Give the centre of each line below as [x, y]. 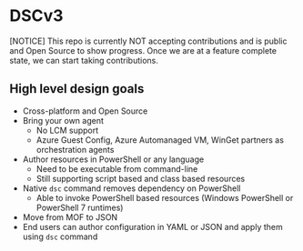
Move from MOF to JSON [70, 217]
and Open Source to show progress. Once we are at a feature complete [143, 50]
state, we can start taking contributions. [84, 60]
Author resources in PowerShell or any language [113, 159]
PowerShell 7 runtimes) [80, 207]
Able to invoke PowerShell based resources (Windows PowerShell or [165, 197]
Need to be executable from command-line [117, 168]
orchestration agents [75, 149]
